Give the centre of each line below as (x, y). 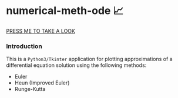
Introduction (24, 46)
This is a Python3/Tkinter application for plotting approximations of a (89, 59)
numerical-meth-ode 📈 (65, 11)
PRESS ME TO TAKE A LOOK (41, 31)
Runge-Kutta (30, 89)
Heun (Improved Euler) (42, 83)
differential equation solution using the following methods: (76, 65)
